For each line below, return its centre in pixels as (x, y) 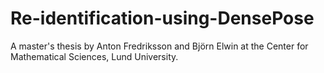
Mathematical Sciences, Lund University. (94, 56)
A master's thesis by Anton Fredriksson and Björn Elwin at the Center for (159, 46)
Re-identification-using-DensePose (162, 18)
